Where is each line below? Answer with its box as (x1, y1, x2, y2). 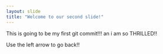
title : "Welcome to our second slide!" (6, 14, 104, 20)
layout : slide (6, 8, 41, 15)
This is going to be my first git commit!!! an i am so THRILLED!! (6, 30, 158, 37)
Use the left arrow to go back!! (6, 41, 80, 48)
